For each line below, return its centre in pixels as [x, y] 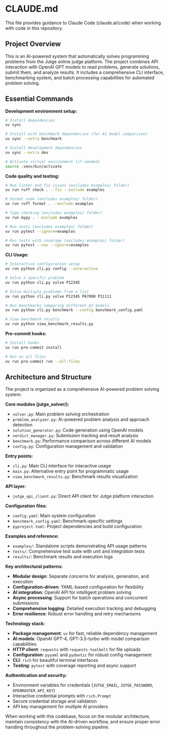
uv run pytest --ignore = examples [40, 231]
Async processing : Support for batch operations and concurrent [80, 598]
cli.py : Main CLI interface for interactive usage [62, 466]
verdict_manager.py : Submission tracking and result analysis [75, 436]
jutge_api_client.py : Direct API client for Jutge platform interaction [83, 496]
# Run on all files [26, 356]
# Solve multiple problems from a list [47, 292]
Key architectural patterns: [34, 566]
